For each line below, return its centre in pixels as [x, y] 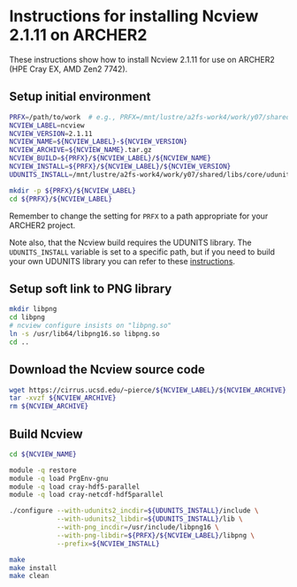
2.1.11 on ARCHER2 [78, 35]
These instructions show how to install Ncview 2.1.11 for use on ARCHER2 [142, 59]
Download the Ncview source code [107, 370]
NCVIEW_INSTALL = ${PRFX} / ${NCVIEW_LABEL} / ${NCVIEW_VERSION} [120, 166]
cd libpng [27, 317]
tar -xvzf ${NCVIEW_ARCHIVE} [63, 398]
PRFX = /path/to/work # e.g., [63, 117]
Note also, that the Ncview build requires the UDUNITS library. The [130, 242]
